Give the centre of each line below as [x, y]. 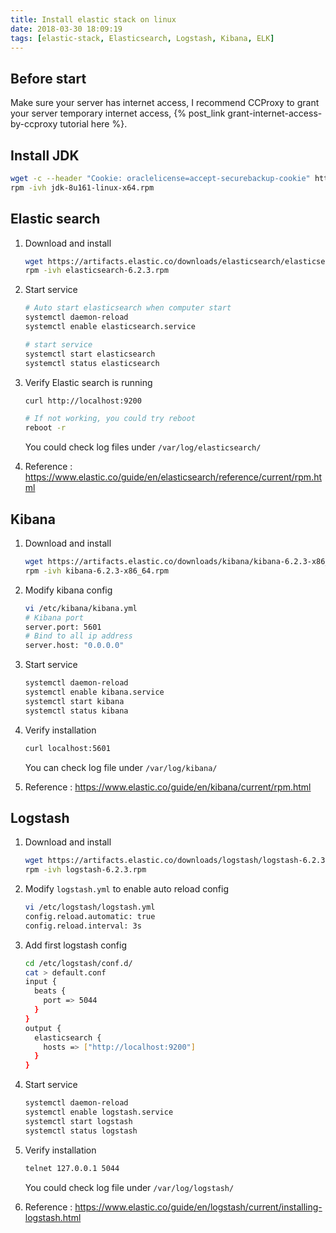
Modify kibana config [68, 590]
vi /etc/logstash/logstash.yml [90, 907]
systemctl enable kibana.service [94, 692]
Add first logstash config [75, 945]
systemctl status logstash [81, 1131]
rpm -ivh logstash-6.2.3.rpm [85, 870]
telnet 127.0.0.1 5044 [72, 1168]
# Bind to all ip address [78, 636]
